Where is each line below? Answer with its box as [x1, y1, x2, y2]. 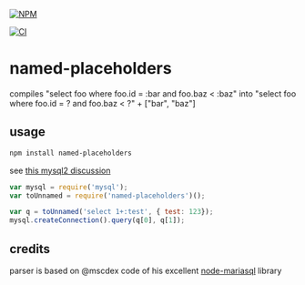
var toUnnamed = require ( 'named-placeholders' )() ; [9, 191, 206, 200]
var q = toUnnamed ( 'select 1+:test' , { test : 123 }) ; [9, 208, 214, 217]
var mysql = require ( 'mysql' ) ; [9, 182, 128, 191]
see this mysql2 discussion [9, 165, 111, 176]
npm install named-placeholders [9, 148, 132, 158]
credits [9, 241, 51, 257]
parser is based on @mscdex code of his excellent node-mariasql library [9, 265, 282, 276]
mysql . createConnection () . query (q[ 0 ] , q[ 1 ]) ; [9, 216, 185, 225]
